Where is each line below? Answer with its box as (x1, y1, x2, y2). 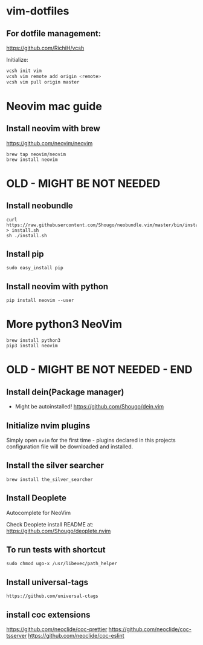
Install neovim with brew (6, 123, 101, 134)
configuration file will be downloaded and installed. (6, 443, 134, 450)
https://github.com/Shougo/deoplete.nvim (6, 527, 111, 534)
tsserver (6, 632, 27, 640)
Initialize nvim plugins (6, 421, 91, 431)
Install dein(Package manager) (6, 387, 124, 397)
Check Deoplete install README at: (6, 520, 94, 528)
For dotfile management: (6, 28, 101, 39)
